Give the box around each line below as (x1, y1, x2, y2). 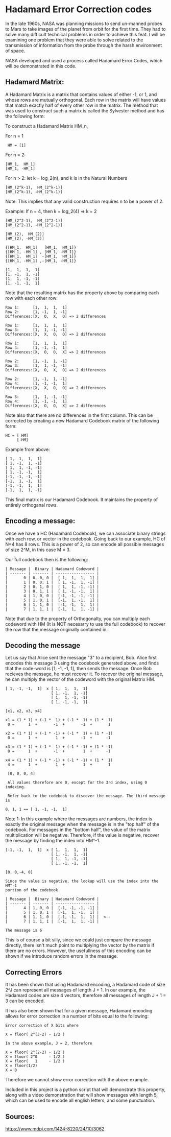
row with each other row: (5, 295, 58, 301)
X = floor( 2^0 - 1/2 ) (5, 1054, 65, 1059)
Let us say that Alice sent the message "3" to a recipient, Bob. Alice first (5, 655, 157, 661)
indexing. (5, 785, 27, 790)
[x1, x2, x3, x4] (5, 708, 42, 714)
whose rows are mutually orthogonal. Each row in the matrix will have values (5, 97, 166, 103)
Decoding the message (5, 641, 81, 650)
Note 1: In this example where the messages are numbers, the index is (5, 816, 153, 822)
